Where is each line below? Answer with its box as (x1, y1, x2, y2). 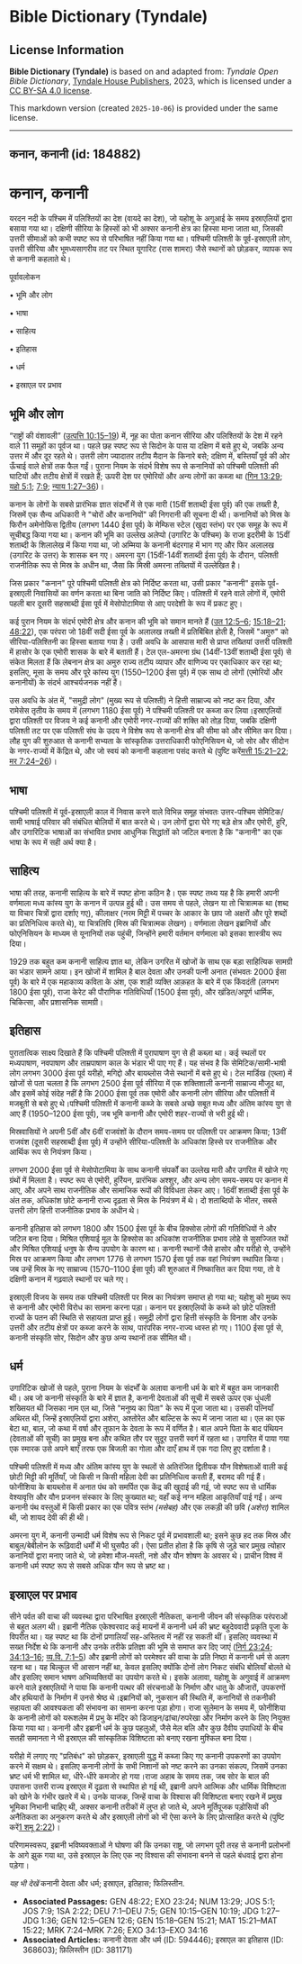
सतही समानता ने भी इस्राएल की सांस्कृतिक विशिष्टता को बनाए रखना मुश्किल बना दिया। (9, 1732, 253, 1744)
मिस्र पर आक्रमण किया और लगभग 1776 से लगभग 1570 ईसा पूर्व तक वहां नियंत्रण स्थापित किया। (9, 1253, 285, 1264)
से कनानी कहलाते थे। (9, 254, 72, 265)
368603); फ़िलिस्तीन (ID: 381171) (22, 1944, 133, 1956)
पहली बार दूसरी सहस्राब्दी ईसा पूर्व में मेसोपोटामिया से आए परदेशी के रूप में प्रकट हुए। (9, 598, 243, 609)
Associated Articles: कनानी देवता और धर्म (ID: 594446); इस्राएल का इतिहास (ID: (22, 1934, 285, 1945)
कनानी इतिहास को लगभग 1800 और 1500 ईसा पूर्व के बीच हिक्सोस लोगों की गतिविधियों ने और (9, 1223, 277, 1233)
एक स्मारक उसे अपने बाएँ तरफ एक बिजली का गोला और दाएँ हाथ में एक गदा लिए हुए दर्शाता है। (9, 1443, 271, 1454)
